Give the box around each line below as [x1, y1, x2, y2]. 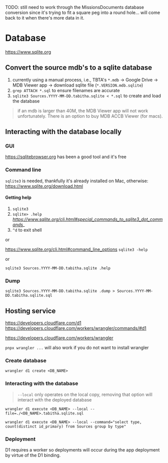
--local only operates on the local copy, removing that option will [17, 391, 152, 397]
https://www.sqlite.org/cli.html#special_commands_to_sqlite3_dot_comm [12, 216, 163, 222]
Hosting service [5, 306, 56, 315]
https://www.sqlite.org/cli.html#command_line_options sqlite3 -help [5, 246, 148, 252]
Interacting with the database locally [5, 128, 121, 136]
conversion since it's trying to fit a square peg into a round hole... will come [5, 10, 160, 16]
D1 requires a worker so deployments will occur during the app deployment [5, 446, 160, 452]
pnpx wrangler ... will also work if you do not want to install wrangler [5, 345, 149, 351]
